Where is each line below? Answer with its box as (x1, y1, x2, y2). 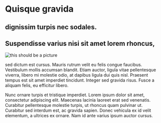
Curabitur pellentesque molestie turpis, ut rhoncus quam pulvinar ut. (5, 102, 143, 108)
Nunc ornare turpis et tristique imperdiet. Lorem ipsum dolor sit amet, (5, 92, 145, 98)
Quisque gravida (5, 3, 74, 15)
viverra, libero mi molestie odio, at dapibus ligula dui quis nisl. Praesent (5, 72, 148, 78)
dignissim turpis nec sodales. (5, 23, 97, 31)
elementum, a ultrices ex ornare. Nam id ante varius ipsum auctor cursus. (5, 113, 153, 119)
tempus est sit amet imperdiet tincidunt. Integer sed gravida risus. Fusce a (5, 77, 155, 83)
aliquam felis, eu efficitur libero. (5, 82, 69, 88)
